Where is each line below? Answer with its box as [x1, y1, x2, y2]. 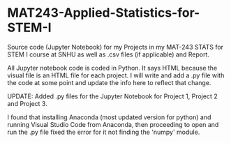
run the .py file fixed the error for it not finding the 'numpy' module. [7, 128, 200, 136]
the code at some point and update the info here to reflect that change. [7, 78, 211, 86]
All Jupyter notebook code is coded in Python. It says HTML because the [7, 63, 218, 72]
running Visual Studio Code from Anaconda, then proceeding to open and [7, 120, 219, 128]
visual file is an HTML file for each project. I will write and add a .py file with [7, 71, 225, 80]
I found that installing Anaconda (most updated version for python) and [7, 113, 211, 121]
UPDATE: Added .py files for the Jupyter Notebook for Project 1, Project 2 [7, 92, 218, 100]
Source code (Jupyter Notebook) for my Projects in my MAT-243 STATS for [7, 43, 224, 51]
